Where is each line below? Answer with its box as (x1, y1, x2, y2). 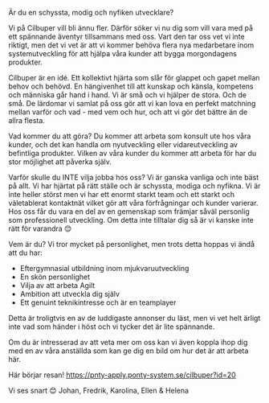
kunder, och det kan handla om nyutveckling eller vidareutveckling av (8, 140, 238, 149)
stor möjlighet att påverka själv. (8, 157, 112, 167)
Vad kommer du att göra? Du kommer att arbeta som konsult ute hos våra (8, 131, 251, 141)
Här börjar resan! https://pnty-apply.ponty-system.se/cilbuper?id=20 (8, 370, 237, 380)
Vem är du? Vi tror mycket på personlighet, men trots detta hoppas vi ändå (8, 240, 255, 249)
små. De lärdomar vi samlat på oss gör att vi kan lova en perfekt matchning (8, 99, 256, 108)
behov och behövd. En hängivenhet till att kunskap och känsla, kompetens (8, 81, 255, 91)
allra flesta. (8, 116, 46, 125)
